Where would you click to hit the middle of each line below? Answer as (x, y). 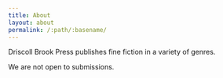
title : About (29, 15)
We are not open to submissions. (61, 67)
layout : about (31, 23)
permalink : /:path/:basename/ (58, 30)
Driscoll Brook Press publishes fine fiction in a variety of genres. (112, 52)
